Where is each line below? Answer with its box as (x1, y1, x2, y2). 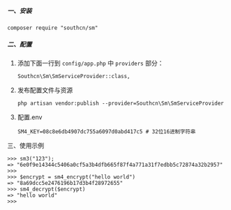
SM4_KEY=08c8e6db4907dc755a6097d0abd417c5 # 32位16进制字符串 (17, 128, 196, 135)
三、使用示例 (7, 141, 44, 149)
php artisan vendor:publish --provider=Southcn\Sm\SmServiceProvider (17, 100, 225, 107)
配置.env (17, 112, 43, 121)
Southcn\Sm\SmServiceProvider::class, (17, 73, 131, 80)
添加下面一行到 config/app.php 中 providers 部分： (17, 59, 164, 67)
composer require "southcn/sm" (7, 24, 98, 31)
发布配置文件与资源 (17, 86, 73, 94)
